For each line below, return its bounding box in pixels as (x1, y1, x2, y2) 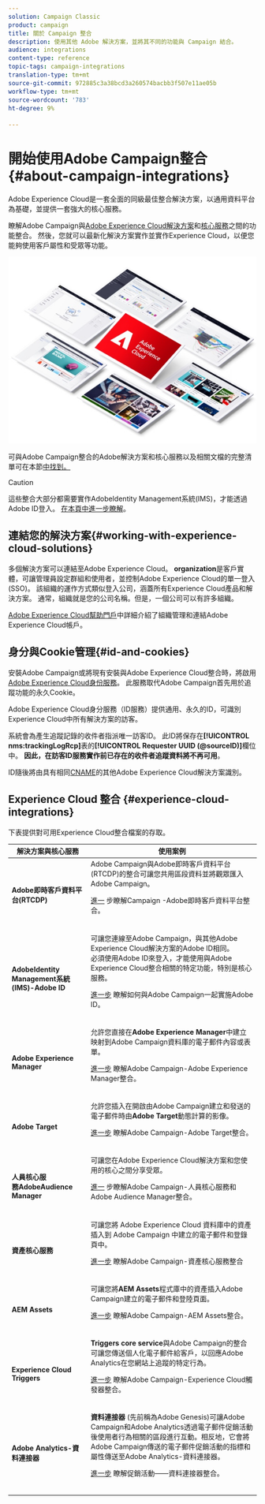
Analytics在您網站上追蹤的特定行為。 (90, 1358, 211, 1368)
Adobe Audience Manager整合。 (90, 1192, 197, 1202)
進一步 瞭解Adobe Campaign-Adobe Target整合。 (90, 1128, 253, 1137)
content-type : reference (8, 54, 90, 62)
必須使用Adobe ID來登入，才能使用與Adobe (90, 953, 233, 962)
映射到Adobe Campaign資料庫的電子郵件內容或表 (90, 1037, 251, 1047)
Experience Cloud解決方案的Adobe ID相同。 (90, 943, 234, 953)
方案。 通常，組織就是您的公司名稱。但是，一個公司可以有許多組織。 (14, 593, 238, 603)
